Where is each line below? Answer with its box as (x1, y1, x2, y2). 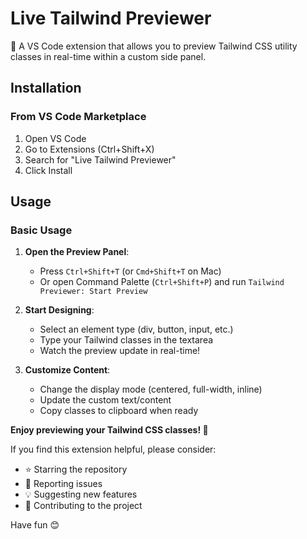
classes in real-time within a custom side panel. (10, 50, 207, 62)
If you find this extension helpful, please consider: (10, 443, 217, 456)
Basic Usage (10, 223, 73, 237)
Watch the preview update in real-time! (39, 345, 201, 357)
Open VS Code (24, 132, 87, 144)
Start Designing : (24, 304, 95, 316)
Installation (10, 80, 82, 97)
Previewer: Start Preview (39, 287, 148, 297)
